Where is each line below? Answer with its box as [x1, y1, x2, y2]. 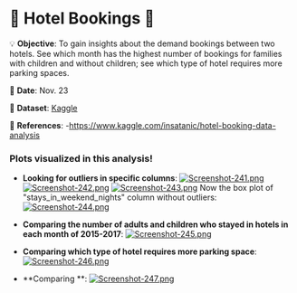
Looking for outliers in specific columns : [22, 173, 178, 184]
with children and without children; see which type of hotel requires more [9, 58, 283, 69]
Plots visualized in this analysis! [9, 152, 153, 165]
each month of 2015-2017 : [22, 229, 124, 240]
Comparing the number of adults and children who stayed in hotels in [22, 219, 289, 230]
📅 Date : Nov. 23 [9, 85, 69, 96]
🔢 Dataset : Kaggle [9, 102, 78, 113]
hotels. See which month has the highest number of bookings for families [9, 48, 283, 59]
